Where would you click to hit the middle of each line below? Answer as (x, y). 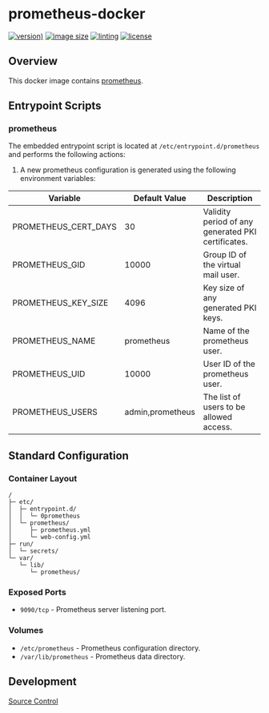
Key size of (224, 288)
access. (217, 427)
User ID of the (229, 364)
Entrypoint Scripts (55, 106)
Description (230, 199)
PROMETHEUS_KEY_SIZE (60, 303)
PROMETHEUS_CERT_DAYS (65, 227)
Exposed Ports (37, 592)
